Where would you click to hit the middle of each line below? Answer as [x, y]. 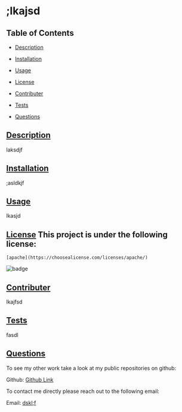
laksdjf [14, 150]
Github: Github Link [30, 379]
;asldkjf [15, 182]
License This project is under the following [87, 235]
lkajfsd [14, 302]
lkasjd [13, 216]
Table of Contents [40, 33]
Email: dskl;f [21, 402]
